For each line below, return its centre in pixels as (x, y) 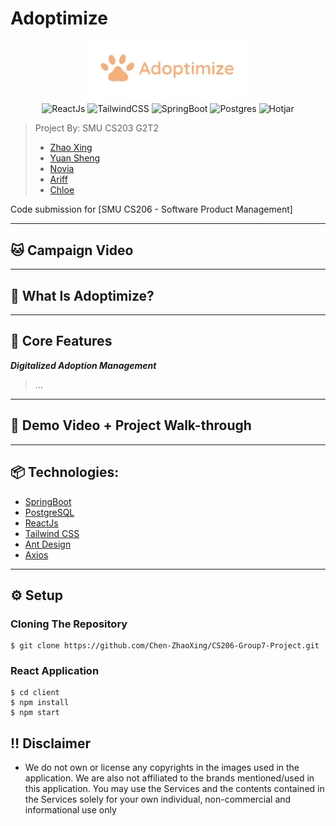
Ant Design (48, 544)
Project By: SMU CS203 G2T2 (96, 128)
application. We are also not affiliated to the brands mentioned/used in (169, 778)
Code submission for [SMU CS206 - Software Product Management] (151, 209)
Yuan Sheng (75, 158)
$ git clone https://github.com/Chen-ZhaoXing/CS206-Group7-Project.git (165, 646)
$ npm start (35, 713)
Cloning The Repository (69, 624)
